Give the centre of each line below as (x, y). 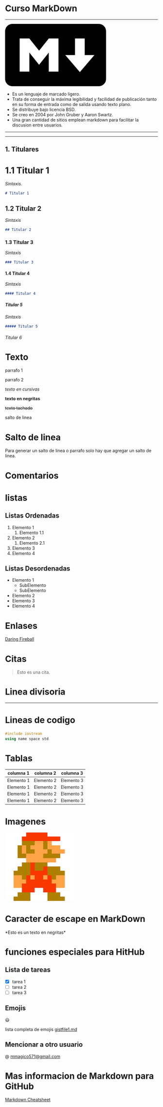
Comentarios (32, 475)
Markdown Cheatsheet (28, 1100)
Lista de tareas (28, 970)
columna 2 (45, 773)
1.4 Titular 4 (17, 273)
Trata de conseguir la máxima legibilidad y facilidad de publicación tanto (84, 99)
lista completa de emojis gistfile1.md (41, 1029)
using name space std (27, 739)
